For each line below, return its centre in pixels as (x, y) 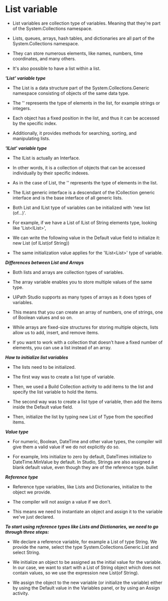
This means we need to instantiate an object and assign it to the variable (87, 512)
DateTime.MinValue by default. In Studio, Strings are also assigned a (83, 462)
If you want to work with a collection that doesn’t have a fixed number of (88, 342)
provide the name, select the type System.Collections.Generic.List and (85, 547)
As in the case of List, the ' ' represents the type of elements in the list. (85, 182)
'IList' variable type (26, 148)
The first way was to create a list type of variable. (64, 377)
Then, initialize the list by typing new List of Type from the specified (83, 417)
